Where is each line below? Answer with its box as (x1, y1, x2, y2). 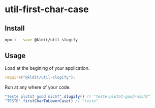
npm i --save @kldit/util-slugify (5, 37, 78, 42)
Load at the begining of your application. (5, 65, 90, 71)
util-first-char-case (5, 4, 89, 15)
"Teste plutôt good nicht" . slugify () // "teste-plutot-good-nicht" (5, 94, 151, 99)
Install (5, 24, 25, 33)
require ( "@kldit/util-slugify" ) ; (5, 75, 76, 80)
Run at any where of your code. (5, 84, 71, 90)
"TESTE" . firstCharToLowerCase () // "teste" (5, 98, 99, 104)
